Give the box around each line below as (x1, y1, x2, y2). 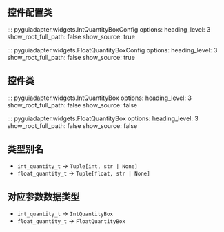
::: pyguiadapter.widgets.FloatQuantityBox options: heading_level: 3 (7, 114, 198, 123)
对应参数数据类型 (7, 191, 80, 202)
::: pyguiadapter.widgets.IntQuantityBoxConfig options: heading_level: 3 (7, 25, 211, 33)
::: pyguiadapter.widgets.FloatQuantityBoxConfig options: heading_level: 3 (7, 45, 218, 54)
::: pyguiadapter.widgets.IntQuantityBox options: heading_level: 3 (7, 94, 192, 102)
